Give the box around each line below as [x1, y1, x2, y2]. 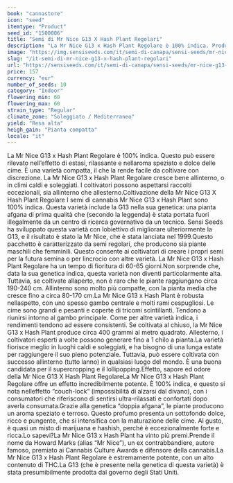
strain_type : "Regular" [7, 107, 76, 114]
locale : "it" [7, 132, 45, 139]
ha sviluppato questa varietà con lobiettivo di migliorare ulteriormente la [7, 225, 213, 234]
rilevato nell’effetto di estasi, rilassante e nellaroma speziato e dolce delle [7, 159, 216, 167]
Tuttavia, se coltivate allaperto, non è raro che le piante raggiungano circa [7, 276, 218, 285]
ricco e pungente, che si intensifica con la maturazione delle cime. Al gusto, [7, 416, 224, 425]
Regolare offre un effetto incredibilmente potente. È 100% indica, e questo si [7, 380, 225, 388]
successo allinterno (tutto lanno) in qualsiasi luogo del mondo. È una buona [7, 358, 222, 366]
